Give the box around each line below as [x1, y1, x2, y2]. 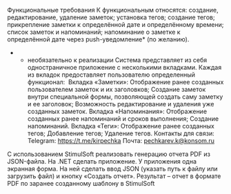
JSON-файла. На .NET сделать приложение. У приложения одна [7, 157, 197, 165]
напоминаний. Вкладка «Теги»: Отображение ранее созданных [27, 122, 215, 130]
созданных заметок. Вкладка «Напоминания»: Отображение [27, 107, 208, 115]
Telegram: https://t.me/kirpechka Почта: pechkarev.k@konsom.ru [27, 137, 215, 144]
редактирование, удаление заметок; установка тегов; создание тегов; [7, 13, 215, 21]
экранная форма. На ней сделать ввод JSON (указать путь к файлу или [7, 165, 219, 173]
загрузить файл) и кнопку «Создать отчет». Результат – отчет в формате [7, 172, 221, 180]
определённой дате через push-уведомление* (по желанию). [7, 35, 190, 43]
